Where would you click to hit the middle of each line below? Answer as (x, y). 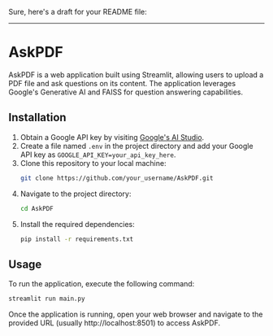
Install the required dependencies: (78, 224)
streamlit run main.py (47, 299)
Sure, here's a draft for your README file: (78, 12)
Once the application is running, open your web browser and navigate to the (136, 314)
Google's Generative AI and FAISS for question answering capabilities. (126, 92)
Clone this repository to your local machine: (93, 163)
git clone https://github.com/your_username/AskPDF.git (117, 178)
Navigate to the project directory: (76, 194)
